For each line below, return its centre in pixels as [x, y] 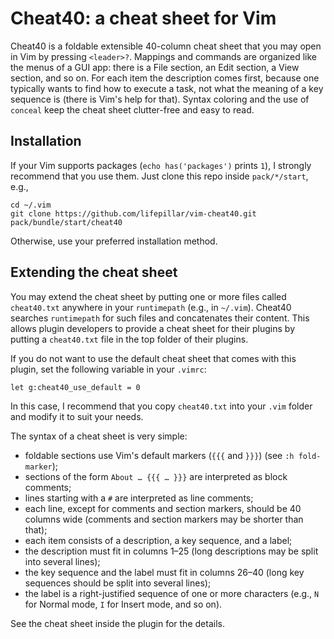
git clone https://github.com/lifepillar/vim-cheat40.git [133, 213]
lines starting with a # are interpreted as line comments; [139, 498]
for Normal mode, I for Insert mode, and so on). [123, 604]
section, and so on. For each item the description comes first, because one [165, 78]
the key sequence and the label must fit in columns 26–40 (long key [164, 572]
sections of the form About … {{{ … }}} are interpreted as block [156, 476]
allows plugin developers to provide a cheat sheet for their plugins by [153, 328]
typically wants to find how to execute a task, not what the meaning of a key [167, 88]
